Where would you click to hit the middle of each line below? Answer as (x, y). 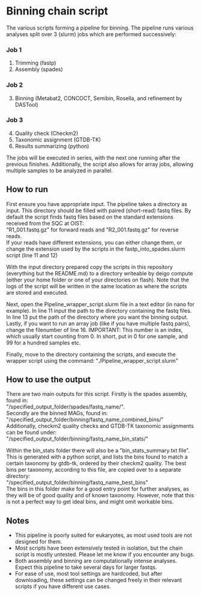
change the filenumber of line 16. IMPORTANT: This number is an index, (94, 330)
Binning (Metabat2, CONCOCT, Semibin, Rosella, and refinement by (98, 98)
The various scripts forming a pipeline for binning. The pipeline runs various (100, 28)
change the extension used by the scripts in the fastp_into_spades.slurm (96, 249)
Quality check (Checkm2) (46, 133)
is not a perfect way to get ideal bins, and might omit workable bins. (90, 502)
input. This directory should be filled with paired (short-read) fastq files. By (99, 210)
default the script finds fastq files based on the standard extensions (90, 217)
